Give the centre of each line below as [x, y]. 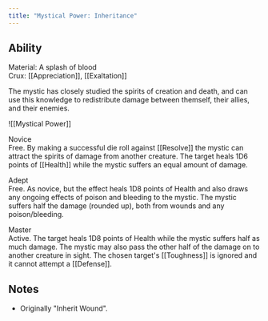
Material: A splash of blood [53, 67]
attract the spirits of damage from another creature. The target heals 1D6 [128, 156]
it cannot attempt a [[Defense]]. [60, 264]
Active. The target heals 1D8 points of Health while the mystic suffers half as [134, 239]
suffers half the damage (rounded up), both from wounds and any [116, 206]
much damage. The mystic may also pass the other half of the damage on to [134, 247]
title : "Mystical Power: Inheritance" [73, 16]
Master [20, 230]
